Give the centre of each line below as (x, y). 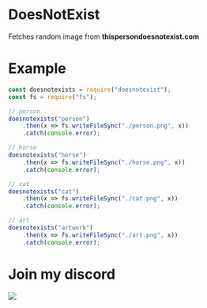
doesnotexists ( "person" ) (49, 119)
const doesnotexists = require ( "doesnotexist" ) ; (90, 89)
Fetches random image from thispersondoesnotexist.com (104, 36)
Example (37, 68)
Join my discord (62, 274)
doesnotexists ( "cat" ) (44, 192)
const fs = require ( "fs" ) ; (53, 97)
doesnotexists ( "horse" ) (47, 155)
